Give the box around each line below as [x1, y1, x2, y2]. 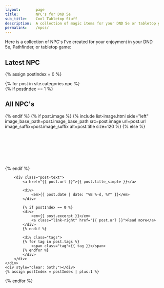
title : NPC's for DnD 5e [5, 12, 71, 17]
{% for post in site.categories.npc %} [5, 80, 80, 86]
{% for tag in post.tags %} [22, 239, 80, 244]
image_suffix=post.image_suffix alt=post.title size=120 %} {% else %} [5, 123, 145, 129]
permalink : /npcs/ [5, 25, 49, 30]
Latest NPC [5, 58, 40, 67]
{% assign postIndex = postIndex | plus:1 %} [5, 269, 99, 274]
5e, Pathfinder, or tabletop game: [5, 44, 72, 50]
